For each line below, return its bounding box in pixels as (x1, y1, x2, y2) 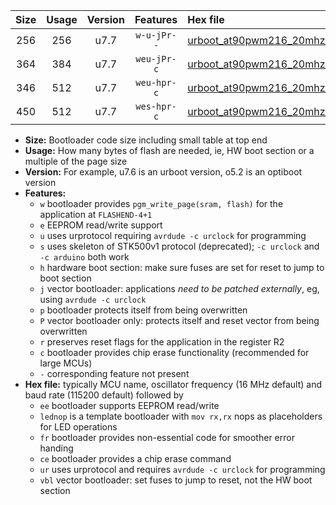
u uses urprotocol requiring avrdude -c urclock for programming (39, 230, 307, 241)
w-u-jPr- (135, 30, 177, 41)
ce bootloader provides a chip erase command (39, 453, 232, 464)
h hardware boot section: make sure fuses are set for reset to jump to (39, 262, 325, 273)
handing (39, 442, 74, 454)
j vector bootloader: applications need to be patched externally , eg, (39, 283, 320, 294)
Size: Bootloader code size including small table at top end (24, 134, 268, 146)
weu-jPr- (135, 54, 177, 64)
